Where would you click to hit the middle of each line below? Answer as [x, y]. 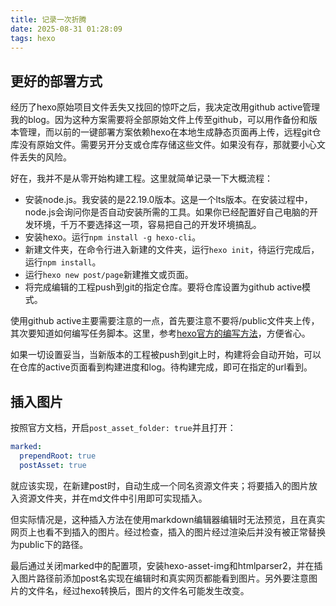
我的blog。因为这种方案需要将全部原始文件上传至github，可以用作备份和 [159, 120]
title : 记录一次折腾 [48, 19]
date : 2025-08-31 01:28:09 [66, 29]
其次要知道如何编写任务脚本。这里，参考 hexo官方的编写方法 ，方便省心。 [160, 333]
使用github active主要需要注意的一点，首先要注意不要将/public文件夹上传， [165, 321]
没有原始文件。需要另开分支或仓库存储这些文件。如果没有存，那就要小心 [167, 145]
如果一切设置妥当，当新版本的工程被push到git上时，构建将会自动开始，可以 [166, 355]
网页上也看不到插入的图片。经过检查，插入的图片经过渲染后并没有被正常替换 [168, 532]
